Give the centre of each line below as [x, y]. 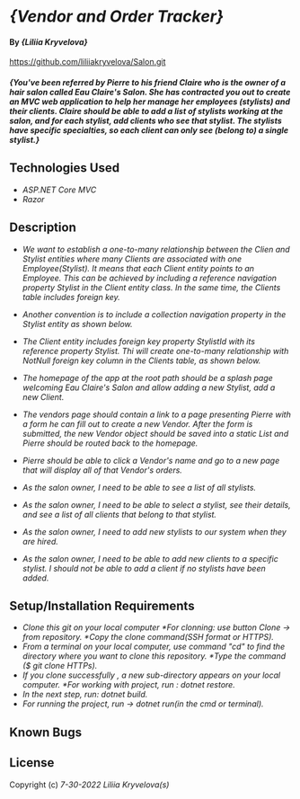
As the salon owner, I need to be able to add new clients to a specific [150, 558]
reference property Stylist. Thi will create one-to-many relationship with [155, 351]
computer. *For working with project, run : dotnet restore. [128, 685]
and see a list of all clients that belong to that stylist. [119, 514]
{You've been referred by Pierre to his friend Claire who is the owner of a [147, 82]
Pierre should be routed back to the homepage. [110, 443]
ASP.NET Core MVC [59, 190]
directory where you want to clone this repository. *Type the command [154, 656]
